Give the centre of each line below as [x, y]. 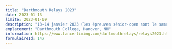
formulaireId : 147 [25, 39]
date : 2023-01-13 [24, 15]
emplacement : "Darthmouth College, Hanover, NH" [58, 29]
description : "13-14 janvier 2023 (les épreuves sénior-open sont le [81, 24]
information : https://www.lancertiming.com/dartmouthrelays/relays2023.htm [88, 34]
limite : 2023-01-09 [26, 19]
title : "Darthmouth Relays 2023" [41, 10]
